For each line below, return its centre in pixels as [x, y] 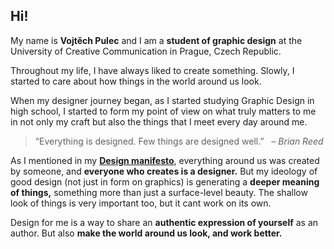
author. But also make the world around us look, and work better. [146, 233]
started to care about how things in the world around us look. [136, 81]
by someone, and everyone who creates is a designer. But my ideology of [164, 171]
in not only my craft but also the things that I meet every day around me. [159, 121]
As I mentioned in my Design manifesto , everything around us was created [165, 160]
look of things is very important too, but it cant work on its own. [141, 203]
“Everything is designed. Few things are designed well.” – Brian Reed [179, 141]
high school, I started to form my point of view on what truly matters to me [163, 111]
